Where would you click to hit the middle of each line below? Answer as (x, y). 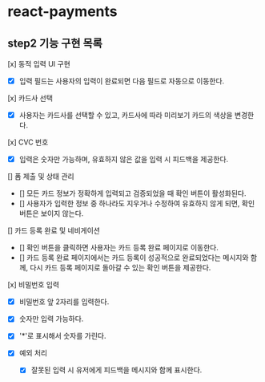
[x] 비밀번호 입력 (34, 285)
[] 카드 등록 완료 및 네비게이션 (54, 230)
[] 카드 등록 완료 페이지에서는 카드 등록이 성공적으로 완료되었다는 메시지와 (134, 258)
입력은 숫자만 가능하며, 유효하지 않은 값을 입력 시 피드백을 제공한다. (124, 160)
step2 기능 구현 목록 (55, 43)
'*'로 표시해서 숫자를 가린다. (62, 336)
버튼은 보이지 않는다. (51, 213)
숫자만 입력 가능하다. (51, 319)
